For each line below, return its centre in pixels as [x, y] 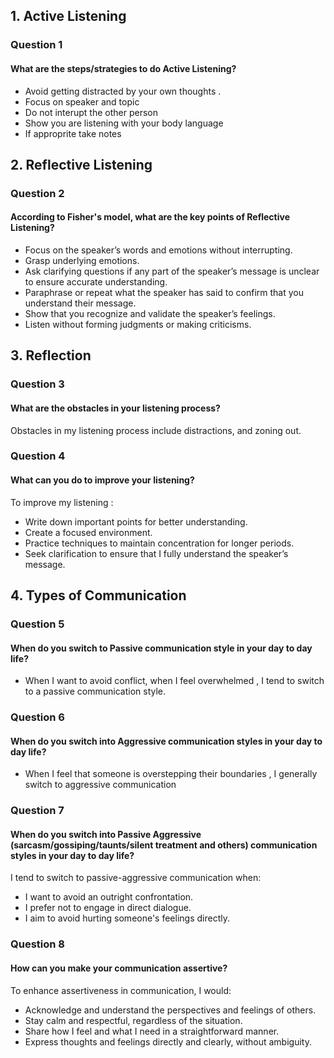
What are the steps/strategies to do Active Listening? [123, 68]
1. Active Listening [68, 16]
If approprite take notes [73, 133]
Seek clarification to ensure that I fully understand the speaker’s [156, 553]
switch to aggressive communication [100, 785]
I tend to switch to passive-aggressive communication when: [136, 878]
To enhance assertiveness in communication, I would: [121, 990]
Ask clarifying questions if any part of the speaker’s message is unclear [172, 271]
